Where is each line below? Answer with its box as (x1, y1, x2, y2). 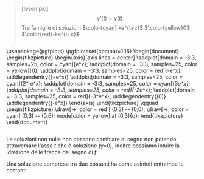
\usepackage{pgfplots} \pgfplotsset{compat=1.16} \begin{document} (6, 48, 180, 55)
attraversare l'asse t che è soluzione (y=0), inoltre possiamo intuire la (6, 142, 180, 149)
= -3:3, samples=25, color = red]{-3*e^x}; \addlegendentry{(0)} (6, 93, 166, 100)
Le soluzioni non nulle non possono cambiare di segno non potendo (6, 136, 177, 143)
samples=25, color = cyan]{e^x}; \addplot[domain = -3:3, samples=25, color (6, 61, 198, 67)
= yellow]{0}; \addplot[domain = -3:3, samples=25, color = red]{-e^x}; (6, 67, 183, 74)
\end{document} (6, 118, 48, 126)
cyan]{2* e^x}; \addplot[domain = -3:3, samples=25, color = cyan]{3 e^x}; (6, 80, 191, 87)
